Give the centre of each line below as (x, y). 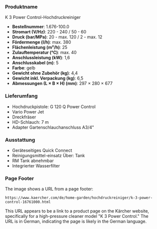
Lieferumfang (21, 96)
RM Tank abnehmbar (33, 161)
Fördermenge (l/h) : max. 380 (41, 42)
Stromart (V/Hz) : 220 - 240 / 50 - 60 (49, 32)
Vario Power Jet (28, 112)
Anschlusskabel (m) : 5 (35, 63)
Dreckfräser (24, 117)
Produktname (21, 7)
